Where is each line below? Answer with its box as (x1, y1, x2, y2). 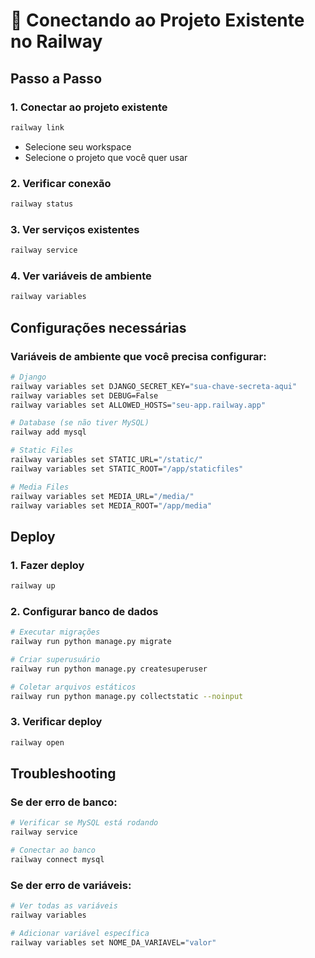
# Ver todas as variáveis (10, 901, 118, 911)
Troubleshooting (10, 765, 117, 783)
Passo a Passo (10, 70, 103, 87)
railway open (10, 737, 65, 748)
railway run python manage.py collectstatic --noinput (10, 691, 244, 701)
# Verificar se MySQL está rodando (10, 818, 159, 828)
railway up (10, 581, 56, 591)
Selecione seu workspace (24, 140, 132, 153)
